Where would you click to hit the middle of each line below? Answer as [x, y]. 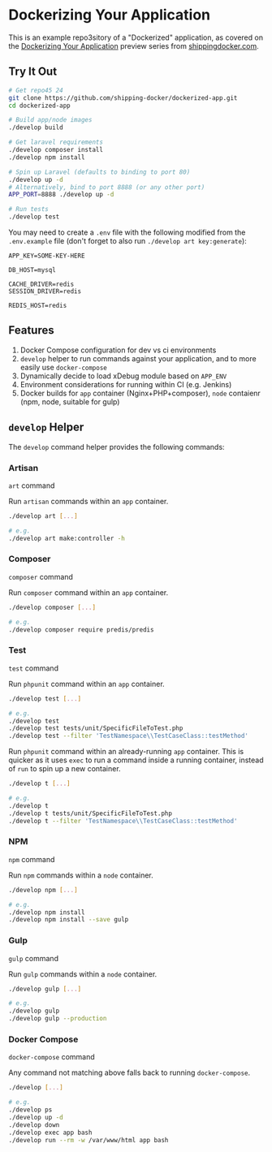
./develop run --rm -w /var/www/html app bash [89, 1140]
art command [32, 485]
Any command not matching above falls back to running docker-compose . [130, 1072]
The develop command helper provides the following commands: [117, 447]
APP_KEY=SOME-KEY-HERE [47, 256]
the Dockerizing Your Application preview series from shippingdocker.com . [134, 45]
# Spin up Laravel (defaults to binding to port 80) [99, 172]
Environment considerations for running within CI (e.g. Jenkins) [126, 384]
